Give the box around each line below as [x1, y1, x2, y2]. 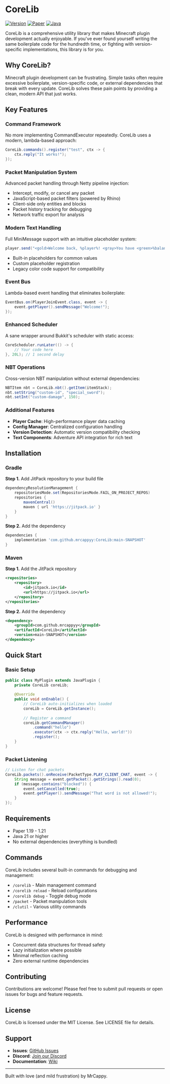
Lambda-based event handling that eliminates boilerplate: [5, 290, 125, 296]
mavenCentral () [23, 500, 56, 505]
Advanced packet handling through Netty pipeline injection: [5, 180, 130, 186]
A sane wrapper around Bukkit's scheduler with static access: [5, 332, 134, 338]
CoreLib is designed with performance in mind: [5, 932, 103, 938]
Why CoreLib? [5, 61, 51, 69]
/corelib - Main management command [12, 882, 97, 888]
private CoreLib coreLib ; [14, 682, 69, 688]
